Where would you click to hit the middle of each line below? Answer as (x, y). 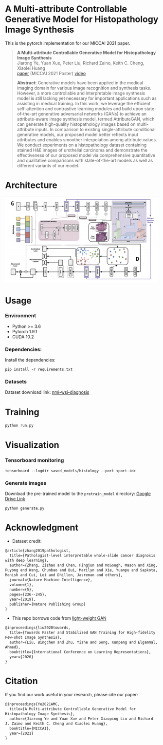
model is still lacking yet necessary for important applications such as (87, 98)
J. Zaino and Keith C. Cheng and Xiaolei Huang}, (56, 724)
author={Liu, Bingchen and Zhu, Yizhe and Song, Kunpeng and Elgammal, (84, 642)
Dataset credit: (27, 541)
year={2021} (22, 734)
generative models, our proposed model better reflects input (78, 134)
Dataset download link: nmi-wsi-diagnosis (47, 392)
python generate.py (25, 508)
